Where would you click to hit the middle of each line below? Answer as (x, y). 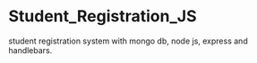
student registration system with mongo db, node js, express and (128, 41)
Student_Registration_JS (103, 16)
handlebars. (30, 50)
